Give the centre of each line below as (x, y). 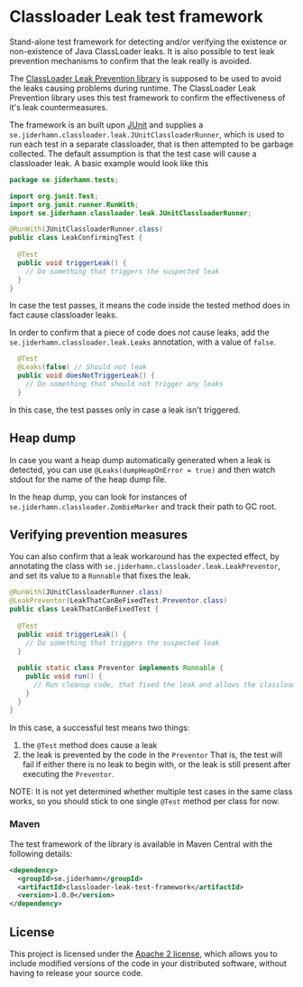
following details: (41, 853)
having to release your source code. (76, 973)
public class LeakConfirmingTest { (76, 238)
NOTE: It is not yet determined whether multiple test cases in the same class (151, 791)
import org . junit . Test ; (54, 196)
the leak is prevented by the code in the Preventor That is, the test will (152, 754)
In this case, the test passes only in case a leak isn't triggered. (125, 410)
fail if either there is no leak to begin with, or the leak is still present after (156, 764)
